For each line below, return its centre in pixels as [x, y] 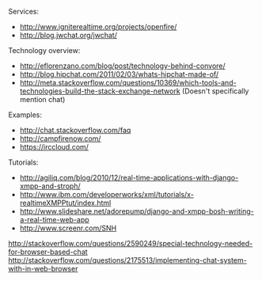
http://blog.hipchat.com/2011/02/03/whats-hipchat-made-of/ [119, 74]
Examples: [25, 115]
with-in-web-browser [43, 269]
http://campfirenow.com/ [60, 139]
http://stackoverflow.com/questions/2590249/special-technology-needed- [131, 243]
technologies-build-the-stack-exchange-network [100, 91]
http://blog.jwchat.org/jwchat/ [68, 35]
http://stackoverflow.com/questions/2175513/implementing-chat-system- [127, 260]
